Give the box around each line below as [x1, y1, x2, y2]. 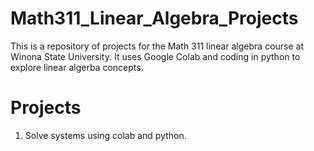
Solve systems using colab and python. [24, 129, 187, 141]
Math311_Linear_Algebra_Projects [10, 7, 299, 30]
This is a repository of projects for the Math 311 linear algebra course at [10, 40, 305, 52]
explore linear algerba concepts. [10, 61, 144, 73]
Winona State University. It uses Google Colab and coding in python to [10, 50, 301, 62]
